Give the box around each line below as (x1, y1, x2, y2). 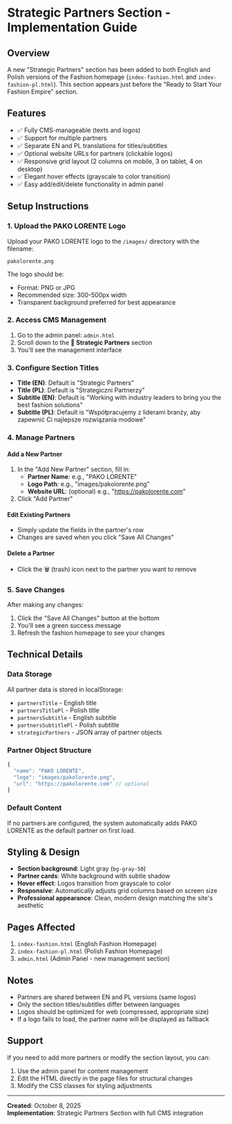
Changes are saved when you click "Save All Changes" (17, 533, 175, 541)
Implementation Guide (7, 19, 138, 35)
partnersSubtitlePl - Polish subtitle (17, 720, 119, 729)
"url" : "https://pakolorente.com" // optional (13, 780, 150, 787)
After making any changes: (7, 600, 84, 608)
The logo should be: (7, 270, 64, 278)
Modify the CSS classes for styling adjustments (17, 1081, 153, 1089)
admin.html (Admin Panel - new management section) (17, 954, 171, 963)
